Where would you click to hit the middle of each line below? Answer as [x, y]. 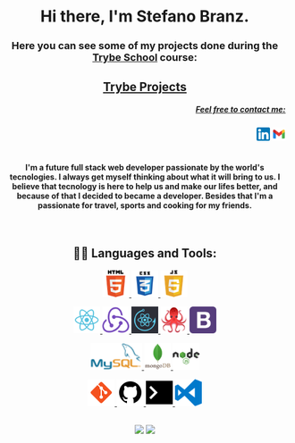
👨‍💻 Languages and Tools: [145, 253]
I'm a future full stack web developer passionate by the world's [145, 168]
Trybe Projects [145, 87]
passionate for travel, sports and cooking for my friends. [145, 205]
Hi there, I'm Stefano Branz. [145, 17]
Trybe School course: [145, 58]
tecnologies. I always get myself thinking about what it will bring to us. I [145, 177]
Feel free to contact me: [240, 110]
